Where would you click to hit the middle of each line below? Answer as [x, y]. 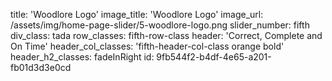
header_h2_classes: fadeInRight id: [82, 57]
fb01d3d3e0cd [41, 67]
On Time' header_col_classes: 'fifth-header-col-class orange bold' [147, 46]
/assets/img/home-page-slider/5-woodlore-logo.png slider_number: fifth [160, 25]
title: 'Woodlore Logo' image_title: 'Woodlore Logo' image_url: [137, 14]
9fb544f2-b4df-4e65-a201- [214, 57]
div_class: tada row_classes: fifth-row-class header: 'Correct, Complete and [166, 35]
